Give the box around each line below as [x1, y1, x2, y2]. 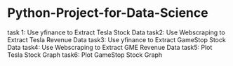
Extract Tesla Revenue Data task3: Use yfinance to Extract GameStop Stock [7, 35, 226, 44]
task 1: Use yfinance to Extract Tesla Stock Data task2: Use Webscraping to [7, 28, 226, 37]
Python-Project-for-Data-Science [7, 5, 208, 21]
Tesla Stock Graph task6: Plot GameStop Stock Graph [7, 51, 163, 59]
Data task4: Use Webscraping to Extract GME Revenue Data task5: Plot [7, 43, 213, 51]
